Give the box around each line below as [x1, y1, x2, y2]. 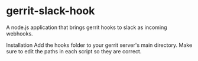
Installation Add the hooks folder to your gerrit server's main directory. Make [6, 41, 193, 49]
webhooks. [6, 30, 34, 37]
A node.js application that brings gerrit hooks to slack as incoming [6, 24, 167, 31]
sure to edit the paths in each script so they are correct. [6, 47, 142, 54]
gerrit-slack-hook [6, 4, 95, 18]
